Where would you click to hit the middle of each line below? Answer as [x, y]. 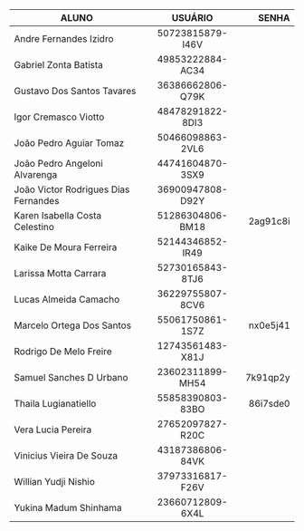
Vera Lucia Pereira [53, 430]
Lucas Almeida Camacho [67, 299]
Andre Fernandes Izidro [64, 39]
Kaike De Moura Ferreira [66, 247]
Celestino [34, 227]
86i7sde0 [269, 404]
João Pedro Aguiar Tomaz [69, 143]
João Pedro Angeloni [59, 164]
